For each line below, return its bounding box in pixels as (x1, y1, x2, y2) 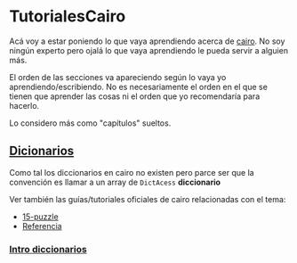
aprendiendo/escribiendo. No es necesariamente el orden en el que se (9, 81, 269, 92)
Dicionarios (9, 144, 75, 159)
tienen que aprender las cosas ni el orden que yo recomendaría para (9, 91, 261, 102)
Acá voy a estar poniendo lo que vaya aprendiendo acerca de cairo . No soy (9, 36, 285, 46)
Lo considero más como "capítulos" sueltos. (9, 118, 172, 128)
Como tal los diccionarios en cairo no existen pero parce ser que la (9, 167, 255, 177)
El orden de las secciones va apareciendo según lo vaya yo (9, 71, 227, 82)
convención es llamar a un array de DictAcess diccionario (9, 177, 221, 187)
